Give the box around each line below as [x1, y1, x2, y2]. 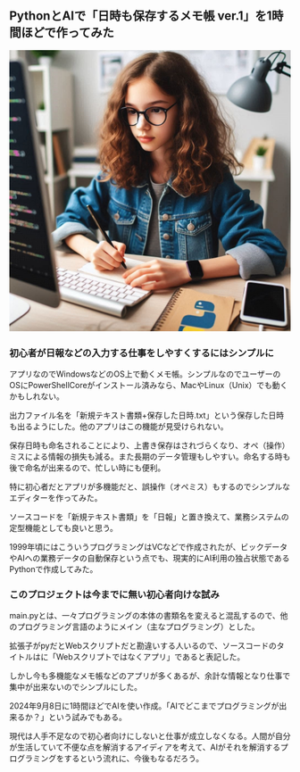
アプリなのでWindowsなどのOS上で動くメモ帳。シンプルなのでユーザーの [9, 369, 281, 379]
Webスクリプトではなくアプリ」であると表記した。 [55, 652, 246, 662]
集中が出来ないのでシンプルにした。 [9, 682, 143, 693]
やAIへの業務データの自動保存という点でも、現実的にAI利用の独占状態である [9, 552, 290, 564]
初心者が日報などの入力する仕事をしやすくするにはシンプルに [9, 346, 274, 359]
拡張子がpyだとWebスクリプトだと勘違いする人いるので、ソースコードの [9, 641, 277, 652]
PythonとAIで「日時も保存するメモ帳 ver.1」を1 [9, 8, 272, 24]
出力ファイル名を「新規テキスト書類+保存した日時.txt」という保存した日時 [9, 410, 284, 421]
